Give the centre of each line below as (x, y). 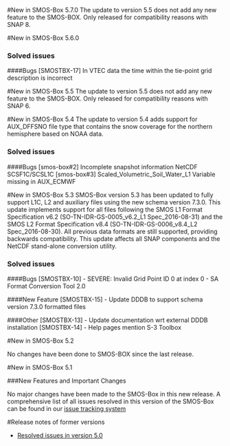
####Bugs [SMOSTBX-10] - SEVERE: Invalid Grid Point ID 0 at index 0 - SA (113, 279)
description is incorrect (40, 78)
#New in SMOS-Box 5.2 (41, 341)
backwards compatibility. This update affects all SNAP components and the (114, 238)
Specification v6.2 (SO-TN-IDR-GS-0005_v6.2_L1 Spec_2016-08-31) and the (115, 217)
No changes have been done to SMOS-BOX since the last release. (101, 354)
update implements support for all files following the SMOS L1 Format (105, 209)
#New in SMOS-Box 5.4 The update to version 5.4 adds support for (102, 119)
